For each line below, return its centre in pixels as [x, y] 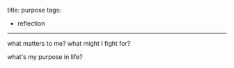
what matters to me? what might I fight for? [69, 43]
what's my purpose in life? [45, 57]
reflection [31, 23]
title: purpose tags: [34, 10]
